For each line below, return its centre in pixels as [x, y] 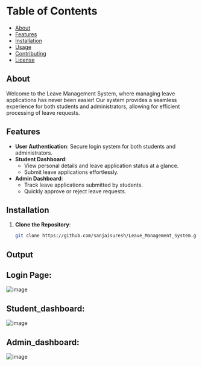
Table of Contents [52, 11]
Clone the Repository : [43, 225]
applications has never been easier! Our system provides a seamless [92, 100]
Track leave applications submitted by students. [84, 185]
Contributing [30, 53]
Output [20, 255]
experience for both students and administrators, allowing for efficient [93, 106]
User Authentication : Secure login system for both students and [95, 146]
